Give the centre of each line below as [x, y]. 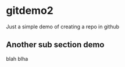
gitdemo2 [30, 11]
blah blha [17, 58]
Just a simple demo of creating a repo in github [63, 27]
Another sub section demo [55, 45]
